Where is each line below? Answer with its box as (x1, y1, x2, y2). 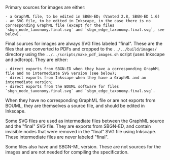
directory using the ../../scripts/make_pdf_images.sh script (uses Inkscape (5, 51, 165, 57)
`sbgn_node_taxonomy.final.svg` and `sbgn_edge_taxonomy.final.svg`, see (5, 27, 165, 32)
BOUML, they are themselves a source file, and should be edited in (5, 103, 145, 109)
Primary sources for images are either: (5, 5, 86, 10)
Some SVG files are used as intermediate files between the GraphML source (5, 118, 164, 124)
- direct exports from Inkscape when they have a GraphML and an (5, 75, 146, 80)
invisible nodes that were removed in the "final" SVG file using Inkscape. (5, 129, 156, 134)
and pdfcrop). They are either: (5, 57, 69, 63)
